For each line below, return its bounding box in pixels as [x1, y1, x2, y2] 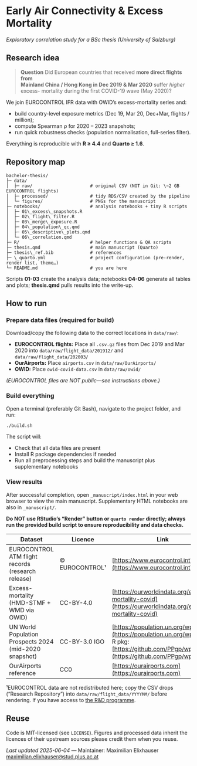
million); [14, 116, 34, 123]
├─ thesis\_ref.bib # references [6, 249, 122, 256]
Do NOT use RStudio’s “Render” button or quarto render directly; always [6, 515, 186, 522]
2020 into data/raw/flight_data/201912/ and [14, 347, 124, 354]
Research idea [6, 53, 60, 63]
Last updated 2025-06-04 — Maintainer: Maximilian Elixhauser [6, 747, 159, 754]
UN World [9, 623, 36, 631]
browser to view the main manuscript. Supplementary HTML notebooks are [6, 497, 188, 504]
